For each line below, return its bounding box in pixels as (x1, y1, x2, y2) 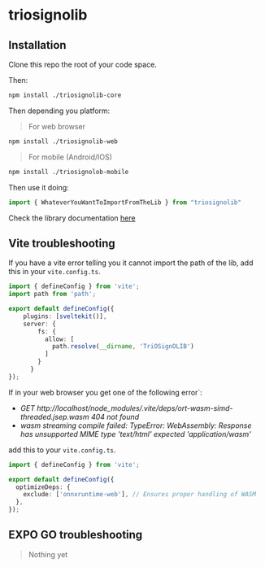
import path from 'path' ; (8, 290, 96, 299)
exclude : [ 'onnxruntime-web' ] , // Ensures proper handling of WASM (23, 491, 256, 499)
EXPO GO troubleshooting (8, 528, 143, 542)
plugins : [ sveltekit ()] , (23, 312, 107, 321)
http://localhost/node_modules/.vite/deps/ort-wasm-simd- (36, 403, 233, 412)
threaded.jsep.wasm (20, 412, 89, 421)
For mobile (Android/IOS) (28, 152, 112, 162)
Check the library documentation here (8, 213, 136, 223)
